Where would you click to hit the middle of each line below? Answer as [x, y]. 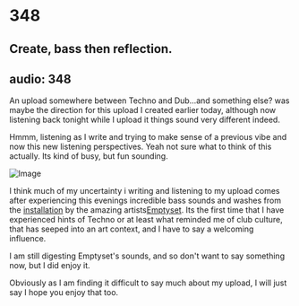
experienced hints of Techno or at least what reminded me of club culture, [146, 220]
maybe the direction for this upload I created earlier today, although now [143, 110]
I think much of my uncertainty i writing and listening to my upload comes [145, 191]
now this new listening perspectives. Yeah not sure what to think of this [141, 147]
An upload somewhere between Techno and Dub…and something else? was [149, 101]
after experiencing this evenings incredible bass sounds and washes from [145, 201]
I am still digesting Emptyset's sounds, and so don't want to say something [147, 256]
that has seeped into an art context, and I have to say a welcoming [132, 229]
